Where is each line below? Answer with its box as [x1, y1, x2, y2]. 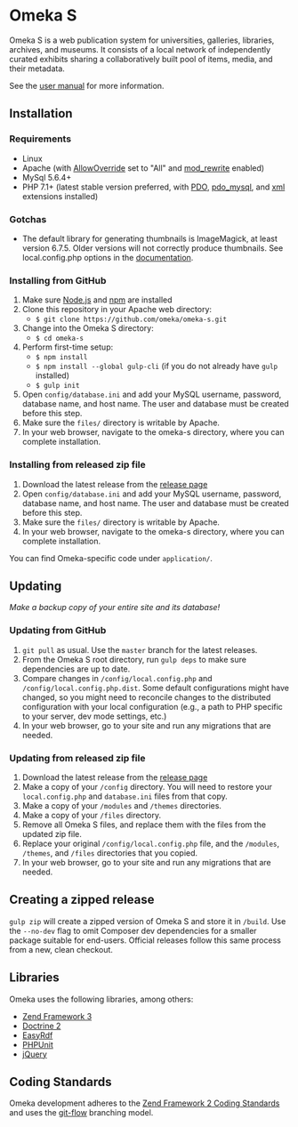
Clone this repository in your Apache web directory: [21, 304, 212, 315]
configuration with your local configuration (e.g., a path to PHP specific [21, 701, 283, 712]
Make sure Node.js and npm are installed [21, 294, 173, 305]
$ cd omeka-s [35, 334, 85, 343]
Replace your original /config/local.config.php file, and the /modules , [21, 838, 280, 849]
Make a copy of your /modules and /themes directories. [21, 800, 222, 810]
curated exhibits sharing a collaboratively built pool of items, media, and [9, 53, 273, 64]
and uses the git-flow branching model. [9, 1107, 154, 1118]
